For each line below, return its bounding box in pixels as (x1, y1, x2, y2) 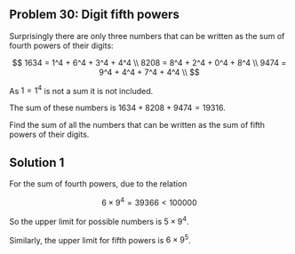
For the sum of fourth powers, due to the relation (9, 179, 187, 189)
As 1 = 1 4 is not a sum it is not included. (9, 83, 154, 96)
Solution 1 (9, 155, 65, 170)
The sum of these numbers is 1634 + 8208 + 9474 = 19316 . (9, 102, 226, 114)
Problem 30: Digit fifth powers (9, 7, 180, 22)
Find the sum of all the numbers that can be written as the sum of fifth (9, 120, 265, 131)
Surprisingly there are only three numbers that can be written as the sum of (9, 30, 285, 41)
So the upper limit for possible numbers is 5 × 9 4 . (9, 214, 189, 226)
